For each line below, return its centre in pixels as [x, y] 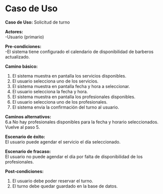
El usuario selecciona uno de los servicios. [55, 81]
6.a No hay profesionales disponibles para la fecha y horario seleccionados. [82, 122]
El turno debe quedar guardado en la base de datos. [65, 186]
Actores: [14, 31]
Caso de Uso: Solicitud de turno [38, 22]
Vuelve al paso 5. [23, 127]
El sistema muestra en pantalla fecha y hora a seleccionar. [71, 86]
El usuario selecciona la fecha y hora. [50, 91]
